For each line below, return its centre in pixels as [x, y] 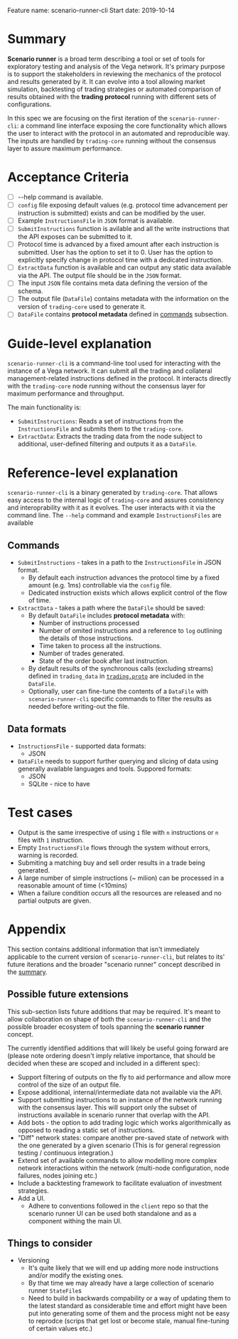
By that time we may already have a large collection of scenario [121, 1283]
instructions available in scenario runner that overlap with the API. [114, 1114]
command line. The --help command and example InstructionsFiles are [114, 515]
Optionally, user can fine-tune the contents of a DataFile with [118, 692]
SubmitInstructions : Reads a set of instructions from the [100, 421]
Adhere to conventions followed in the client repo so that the [118, 1206]
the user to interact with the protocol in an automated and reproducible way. [119, 133]
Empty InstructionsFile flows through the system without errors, [114, 847]
